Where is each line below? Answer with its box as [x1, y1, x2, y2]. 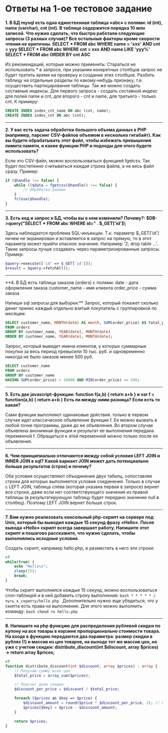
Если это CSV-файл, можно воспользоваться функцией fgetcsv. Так [5, 157, 150, 163]
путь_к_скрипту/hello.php [5, 598, 59, 604]
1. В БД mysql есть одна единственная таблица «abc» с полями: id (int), [5, 20, 162, 26]
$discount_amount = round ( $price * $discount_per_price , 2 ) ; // [23, 700, 160, 705]
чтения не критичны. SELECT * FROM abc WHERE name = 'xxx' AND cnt [5, 41, 160, 47]
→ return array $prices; [5, 649, 55, 655]
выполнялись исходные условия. [5, 535, 79, 541]
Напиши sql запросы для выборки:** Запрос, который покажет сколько [5, 300, 158, 306]
